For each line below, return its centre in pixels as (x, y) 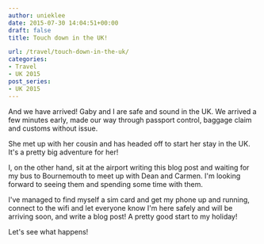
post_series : (30, 81)
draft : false (30, 30)
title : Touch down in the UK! (58, 38)
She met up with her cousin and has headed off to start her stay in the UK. (130, 143)
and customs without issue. (53, 128)
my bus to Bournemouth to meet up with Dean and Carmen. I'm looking (124, 176)
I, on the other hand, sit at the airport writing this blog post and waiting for (129, 167)
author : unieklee (37, 15)
